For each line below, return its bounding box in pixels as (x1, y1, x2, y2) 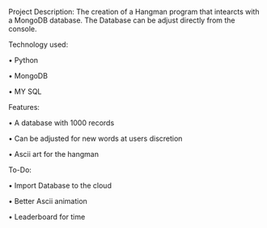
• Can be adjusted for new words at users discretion (8, 133, 183, 143)
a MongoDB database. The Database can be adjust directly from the (8, 15, 236, 25)
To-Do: (8, 165, 32, 175)
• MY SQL (8, 87, 42, 96)
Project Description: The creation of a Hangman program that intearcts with (8, 7, 260, 16)
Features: (8, 103, 40, 112)
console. (8, 24, 38, 33)
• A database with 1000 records (8, 118, 115, 128)
